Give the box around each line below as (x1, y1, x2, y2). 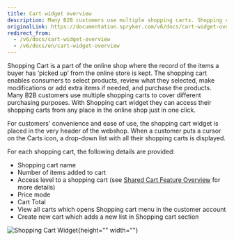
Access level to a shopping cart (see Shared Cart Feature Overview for (17, 176, 221, 184)
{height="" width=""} (77, 226, 139, 234)
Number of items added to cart (17, 168, 107, 176)
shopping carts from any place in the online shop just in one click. (7, 106, 196, 114)
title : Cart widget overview (7, 10, 92, 17)
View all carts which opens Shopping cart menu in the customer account (17, 206, 226, 213)
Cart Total (17, 198, 47, 206)
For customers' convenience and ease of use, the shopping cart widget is (7, 119, 219, 127)
